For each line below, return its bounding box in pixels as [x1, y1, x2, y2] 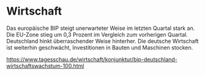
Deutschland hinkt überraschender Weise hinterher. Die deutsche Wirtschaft [6, 37, 199, 45]
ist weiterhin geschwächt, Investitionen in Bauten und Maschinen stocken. [6, 44, 193, 51]
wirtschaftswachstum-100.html [6, 62, 84, 70]
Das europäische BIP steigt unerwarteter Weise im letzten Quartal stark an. [6, 24, 195, 32]
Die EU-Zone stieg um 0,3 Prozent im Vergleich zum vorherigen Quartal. [6, 30, 188, 38]
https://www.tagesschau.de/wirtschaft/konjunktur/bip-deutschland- [6, 55, 177, 63]
